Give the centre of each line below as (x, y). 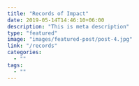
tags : (15, 65)
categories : (24, 53)
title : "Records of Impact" (48, 14)
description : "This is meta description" (68, 26)
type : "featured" (32, 33)
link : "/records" (32, 46)
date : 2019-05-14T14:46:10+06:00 (56, 20)
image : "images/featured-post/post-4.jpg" (70, 40)
